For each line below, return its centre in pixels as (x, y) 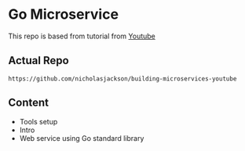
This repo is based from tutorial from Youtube (82, 36)
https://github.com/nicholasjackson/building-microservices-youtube (122, 79)
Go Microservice (64, 14)
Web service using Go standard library (82, 138)
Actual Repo (38, 61)
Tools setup (38, 121)
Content (29, 103)
